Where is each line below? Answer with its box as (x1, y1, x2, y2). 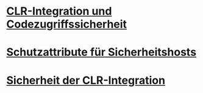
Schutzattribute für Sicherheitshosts (6, 45, 197, 59)
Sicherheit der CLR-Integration (6, 73, 166, 87)
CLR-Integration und (6, 4, 112, 18)
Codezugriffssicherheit (6, 17, 127, 31)
